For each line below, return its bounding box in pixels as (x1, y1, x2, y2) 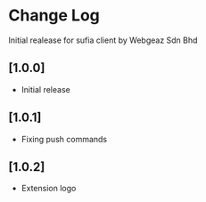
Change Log (8, 5, 100, 26)
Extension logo (21, 183, 77, 194)
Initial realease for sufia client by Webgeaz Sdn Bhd (8, 35, 198, 45)
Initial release (21, 84, 70, 94)
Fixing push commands (21, 133, 108, 144)
